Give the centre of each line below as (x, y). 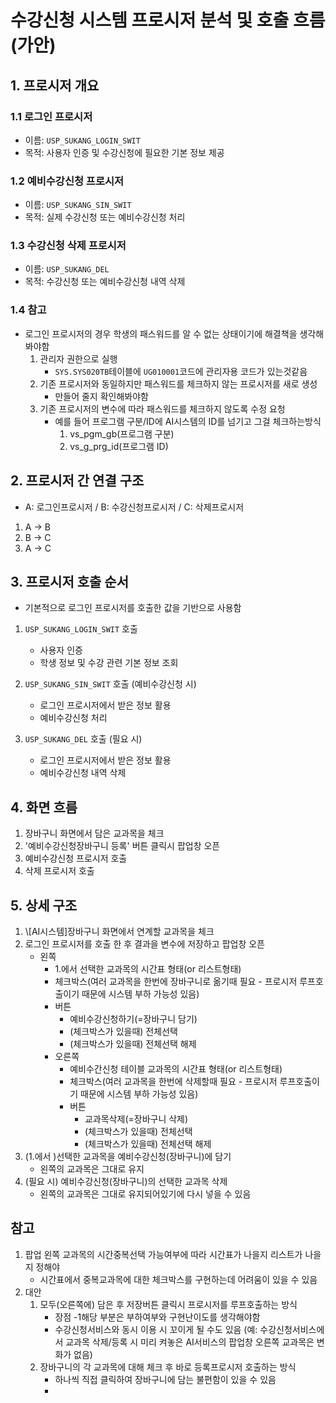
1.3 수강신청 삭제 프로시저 (68, 246)
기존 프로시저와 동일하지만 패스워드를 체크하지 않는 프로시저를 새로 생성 (178, 383)
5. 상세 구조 (44, 905)
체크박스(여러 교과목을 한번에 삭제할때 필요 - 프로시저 (173, 1082)
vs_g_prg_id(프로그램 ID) (119, 446)
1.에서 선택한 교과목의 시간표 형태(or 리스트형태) (148, 969)
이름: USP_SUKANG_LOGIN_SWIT (82, 140)
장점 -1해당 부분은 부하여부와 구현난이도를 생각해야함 (157, 1317)
